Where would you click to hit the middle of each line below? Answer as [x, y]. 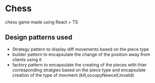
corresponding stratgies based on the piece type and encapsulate [79, 70]
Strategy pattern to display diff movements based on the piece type [80, 49]
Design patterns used [39, 37]
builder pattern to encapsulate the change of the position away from [81, 54]
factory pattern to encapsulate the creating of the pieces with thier [79, 64]
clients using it [27, 60]
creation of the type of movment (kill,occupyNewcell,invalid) [73, 75]
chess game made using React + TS [42, 22]
